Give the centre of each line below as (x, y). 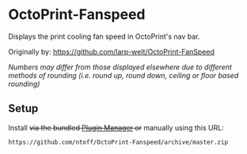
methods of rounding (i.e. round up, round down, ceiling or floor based (123, 75)
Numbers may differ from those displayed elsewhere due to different (120, 67)
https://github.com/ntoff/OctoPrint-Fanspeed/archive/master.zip (118, 142)
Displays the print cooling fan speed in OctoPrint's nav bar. (104, 36)
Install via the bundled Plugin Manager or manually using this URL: (116, 127)
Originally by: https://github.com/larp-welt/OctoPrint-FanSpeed (112, 51)
